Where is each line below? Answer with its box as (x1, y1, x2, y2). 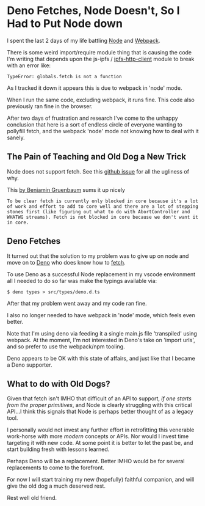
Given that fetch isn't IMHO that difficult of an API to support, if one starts (7, 395, 192, 402)
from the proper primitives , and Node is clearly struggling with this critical (7, 402, 192, 409)
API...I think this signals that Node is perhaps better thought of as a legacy (7, 408, 194, 416)
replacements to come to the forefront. (7, 464, 104, 471)
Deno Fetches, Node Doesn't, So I (7, 4, 180, 18)
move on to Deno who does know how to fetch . (7, 258, 126, 266)
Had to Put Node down (7, 16, 123, 31)
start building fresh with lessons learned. (7, 446, 110, 453)
